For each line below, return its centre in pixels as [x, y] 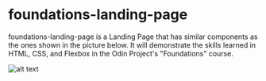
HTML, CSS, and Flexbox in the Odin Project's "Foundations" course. [121, 53]
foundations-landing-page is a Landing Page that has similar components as [133, 37]
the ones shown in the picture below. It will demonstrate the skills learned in [132, 44]
